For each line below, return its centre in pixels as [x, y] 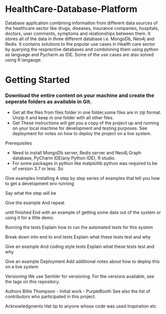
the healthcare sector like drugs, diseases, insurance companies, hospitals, [82, 28]
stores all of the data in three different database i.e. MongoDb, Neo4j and [80, 39]
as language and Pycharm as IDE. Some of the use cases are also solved [79, 54]
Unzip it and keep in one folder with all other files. [63, 118]
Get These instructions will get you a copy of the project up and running [86, 123]
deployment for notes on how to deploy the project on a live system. [82, 134]
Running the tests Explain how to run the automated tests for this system [79, 228]
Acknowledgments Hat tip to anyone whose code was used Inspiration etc [81, 306]
